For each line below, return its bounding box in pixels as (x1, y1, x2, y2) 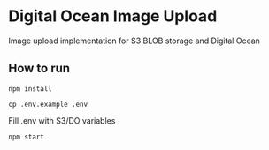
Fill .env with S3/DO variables (8, 115, 116, 125)
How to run (8, 61, 71, 76)
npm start (8, 132, 45, 141)
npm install (8, 84, 52, 94)
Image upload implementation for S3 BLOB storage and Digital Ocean (8, 35, 260, 46)
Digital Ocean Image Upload (8, 6, 218, 26)
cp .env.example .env (8, 100, 88, 109)
